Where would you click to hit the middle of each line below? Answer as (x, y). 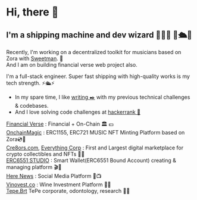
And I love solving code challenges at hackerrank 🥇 (78, 112)
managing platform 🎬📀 (34, 167)
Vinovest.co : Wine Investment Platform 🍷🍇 (59, 185)
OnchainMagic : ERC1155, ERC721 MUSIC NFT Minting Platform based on (96, 132)
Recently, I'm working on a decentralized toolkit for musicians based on (94, 52)
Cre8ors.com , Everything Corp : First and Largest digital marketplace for (95, 148)
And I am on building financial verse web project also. (72, 65)
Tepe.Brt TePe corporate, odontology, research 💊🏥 (68, 191)
